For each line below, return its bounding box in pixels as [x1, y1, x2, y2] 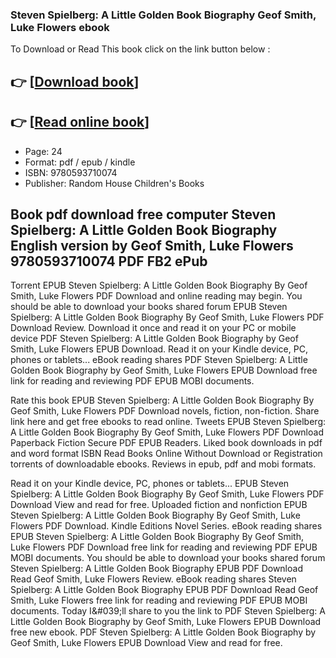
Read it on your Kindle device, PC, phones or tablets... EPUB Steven [10, 478, 290, 490]
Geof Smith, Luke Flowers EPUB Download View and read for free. [10, 637, 283, 649]
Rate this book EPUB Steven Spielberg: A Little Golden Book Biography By [10, 394, 315, 407]
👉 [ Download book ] [10, 73, 140, 90]
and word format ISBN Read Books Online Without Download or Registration [10, 448, 323, 460]
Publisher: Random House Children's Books [24, 177, 205, 189]
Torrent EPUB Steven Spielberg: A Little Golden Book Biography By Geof [10, 279, 308, 292]
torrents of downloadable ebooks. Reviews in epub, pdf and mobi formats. [10, 458, 317, 470]
